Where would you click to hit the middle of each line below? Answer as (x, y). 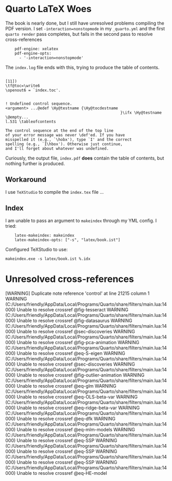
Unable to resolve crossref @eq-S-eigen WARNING (71, 353)
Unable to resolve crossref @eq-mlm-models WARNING (76, 429)
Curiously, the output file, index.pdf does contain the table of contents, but (85, 158)
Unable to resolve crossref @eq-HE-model (62, 473)
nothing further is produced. (35, 163)
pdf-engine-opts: (33, 53)
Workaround (26, 180)
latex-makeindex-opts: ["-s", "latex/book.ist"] (68, 240)
